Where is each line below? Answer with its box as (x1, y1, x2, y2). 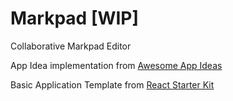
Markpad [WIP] (10, 7, 140, 30)
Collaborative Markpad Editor (10, 40, 132, 52)
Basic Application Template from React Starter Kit (10, 78, 215, 91)
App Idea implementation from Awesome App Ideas (10, 59, 223, 71)
